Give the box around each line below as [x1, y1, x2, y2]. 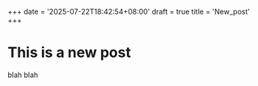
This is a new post [7, 43, 131, 62]
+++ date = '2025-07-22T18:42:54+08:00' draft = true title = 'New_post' [7, 7, 250, 16]
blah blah [7, 70, 39, 80]
